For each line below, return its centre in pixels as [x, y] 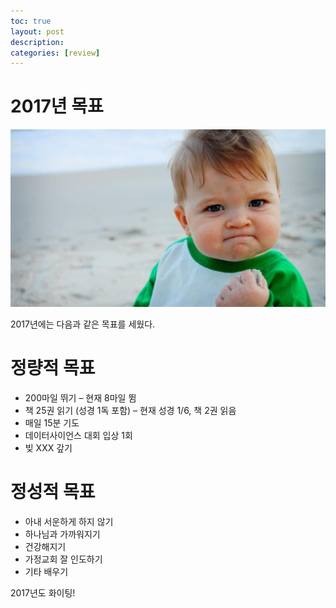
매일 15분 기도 [52, 422]
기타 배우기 [46, 571]
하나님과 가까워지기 [62, 534]
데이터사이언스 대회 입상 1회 [78, 435]
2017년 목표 [57, 106]
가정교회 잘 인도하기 [63, 559]
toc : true [31, 21]
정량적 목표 [53, 367]
